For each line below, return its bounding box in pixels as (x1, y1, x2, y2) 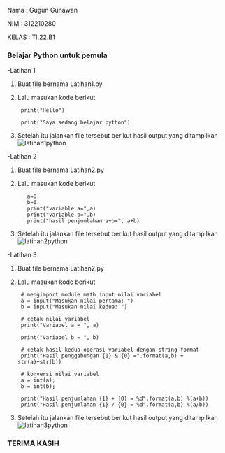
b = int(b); (20, 383, 56, 390)
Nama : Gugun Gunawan (7, 6, 78, 14)
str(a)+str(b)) (17, 359, 62, 366)
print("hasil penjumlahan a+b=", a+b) (27, 217, 140, 224)
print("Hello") (20, 107, 65, 114)
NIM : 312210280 (7, 20, 56, 27)
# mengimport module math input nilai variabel (20, 292, 162, 299)
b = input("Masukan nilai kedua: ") (20, 303, 128, 310)
